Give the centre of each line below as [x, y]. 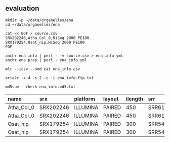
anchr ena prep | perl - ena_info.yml [46, 60]
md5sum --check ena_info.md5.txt [40, 87]
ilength [134, 99]
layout [111, 99]
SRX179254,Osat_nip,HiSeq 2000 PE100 [45, 42]
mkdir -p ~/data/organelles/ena [39, 20]
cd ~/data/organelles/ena [32, 24]
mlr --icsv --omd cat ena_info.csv [43, 69]
